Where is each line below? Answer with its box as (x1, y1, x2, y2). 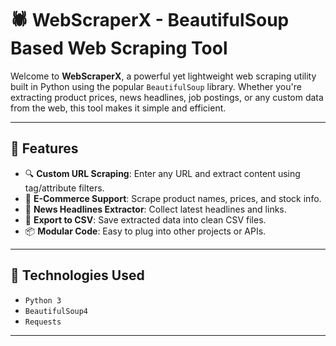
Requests (24, 317, 62, 327)
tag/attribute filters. (24, 182, 105, 194)
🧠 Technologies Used (10, 267, 145, 284)
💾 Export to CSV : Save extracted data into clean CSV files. (24, 213, 267, 226)
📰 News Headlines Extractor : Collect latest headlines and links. (24, 203, 287, 215)
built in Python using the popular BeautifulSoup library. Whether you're (10, 80, 302, 92)
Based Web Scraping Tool (10, 37, 228, 60)
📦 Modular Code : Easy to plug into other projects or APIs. (24, 225, 267, 237)
